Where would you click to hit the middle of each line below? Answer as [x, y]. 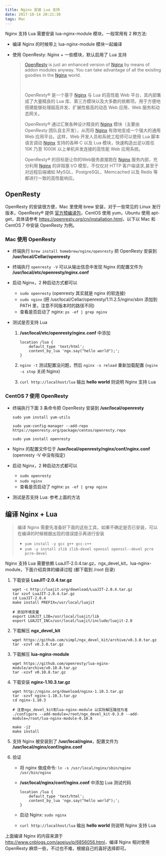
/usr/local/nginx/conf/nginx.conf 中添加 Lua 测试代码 [75, 783]
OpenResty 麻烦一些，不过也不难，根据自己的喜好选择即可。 [67, 848]
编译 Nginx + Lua [31, 514]
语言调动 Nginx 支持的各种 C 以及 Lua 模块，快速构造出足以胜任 [89, 143]
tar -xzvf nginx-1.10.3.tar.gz [45, 696]
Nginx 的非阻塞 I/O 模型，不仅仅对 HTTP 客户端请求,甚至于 [99, 166]
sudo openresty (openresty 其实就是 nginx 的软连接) [73, 293]
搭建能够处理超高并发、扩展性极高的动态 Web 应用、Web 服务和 [90, 108]
